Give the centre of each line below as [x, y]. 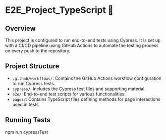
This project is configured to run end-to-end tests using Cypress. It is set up [83, 40]
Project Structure [32, 66]
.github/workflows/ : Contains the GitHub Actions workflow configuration [87, 78]
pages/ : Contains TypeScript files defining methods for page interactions [86, 99]
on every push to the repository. [38, 51]
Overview [21, 28]
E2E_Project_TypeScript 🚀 [59, 10]
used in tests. [26, 104]
